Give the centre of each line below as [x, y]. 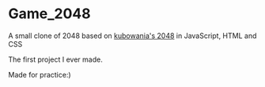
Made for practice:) [40, 74]
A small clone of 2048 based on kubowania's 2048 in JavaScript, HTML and [132, 36]
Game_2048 [49, 14]
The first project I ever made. [55, 59]
